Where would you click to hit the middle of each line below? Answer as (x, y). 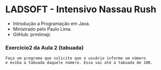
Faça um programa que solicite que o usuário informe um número (76, 58)
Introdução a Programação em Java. (51, 24)
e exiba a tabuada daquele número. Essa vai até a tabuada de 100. (79, 63)
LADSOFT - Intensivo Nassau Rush (81, 9)
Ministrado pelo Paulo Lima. (42, 29)
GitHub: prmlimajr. (32, 34)
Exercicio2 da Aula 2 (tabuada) (44, 48)
